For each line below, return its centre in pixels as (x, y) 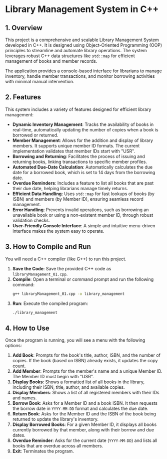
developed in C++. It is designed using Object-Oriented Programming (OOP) (84, 45)
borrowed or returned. (35, 135)
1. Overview (24, 28)
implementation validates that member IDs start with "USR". (74, 151)
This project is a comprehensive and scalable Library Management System (82, 40)
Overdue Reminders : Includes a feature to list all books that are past (83, 183)
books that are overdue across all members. (58, 446)
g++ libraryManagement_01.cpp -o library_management (68, 294)
